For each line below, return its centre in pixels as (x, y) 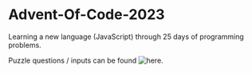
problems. (25, 44)
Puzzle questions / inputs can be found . (86, 60)
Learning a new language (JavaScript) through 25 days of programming (126, 36)
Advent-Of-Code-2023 (87, 15)
